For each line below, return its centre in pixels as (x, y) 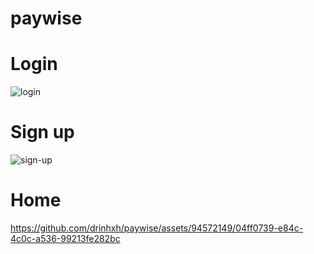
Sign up (42, 132)
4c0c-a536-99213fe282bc (65, 238)
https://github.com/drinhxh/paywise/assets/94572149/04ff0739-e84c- (157, 228)
